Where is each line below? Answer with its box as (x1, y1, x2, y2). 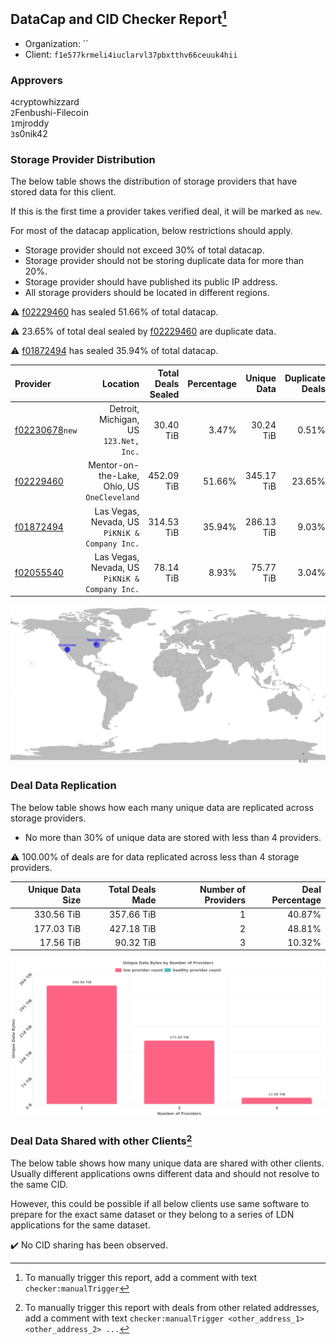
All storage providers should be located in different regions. (24, 287, 270, 299)
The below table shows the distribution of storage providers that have (10, 175, 298, 188)
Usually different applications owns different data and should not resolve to (10, 1168, 320, 1180)
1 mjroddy (10, 117, 50, 129)
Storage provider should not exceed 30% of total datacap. (24, 244, 265, 256)
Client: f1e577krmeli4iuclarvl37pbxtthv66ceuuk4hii (24, 48, 238, 60)
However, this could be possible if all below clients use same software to (10, 1198, 310, 1210)
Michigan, (99, 414, 140, 426)
